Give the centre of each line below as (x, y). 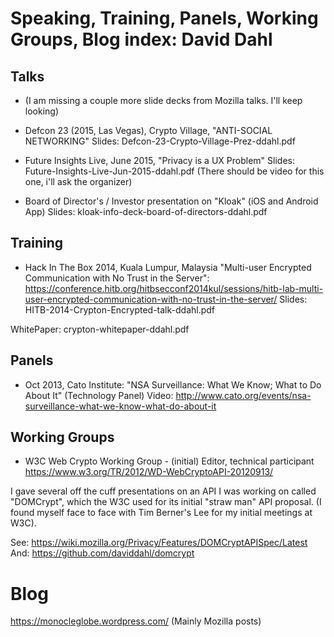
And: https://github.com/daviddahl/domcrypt (102, 553)
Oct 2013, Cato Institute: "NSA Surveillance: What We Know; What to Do (173, 384)
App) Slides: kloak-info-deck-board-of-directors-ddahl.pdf (146, 211)
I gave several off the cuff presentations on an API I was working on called (163, 491)
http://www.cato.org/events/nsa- (243, 395)
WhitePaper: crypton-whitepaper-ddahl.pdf (100, 329)
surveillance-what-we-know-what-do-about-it (120, 406)
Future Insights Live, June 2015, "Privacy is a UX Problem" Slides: (159, 160)
